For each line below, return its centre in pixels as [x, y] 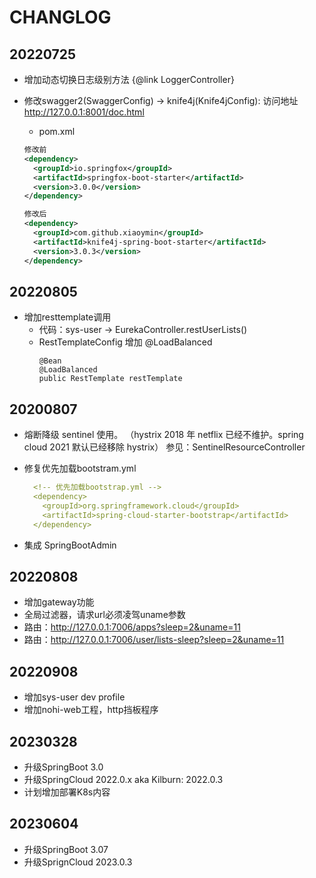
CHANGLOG [60, 17]
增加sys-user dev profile [74, 697]
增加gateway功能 [59, 602]
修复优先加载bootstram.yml [80, 468]
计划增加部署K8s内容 [67, 792]
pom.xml [57, 131]
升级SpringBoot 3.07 [66, 849]
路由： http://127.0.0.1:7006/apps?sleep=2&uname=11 [132, 627]
